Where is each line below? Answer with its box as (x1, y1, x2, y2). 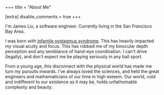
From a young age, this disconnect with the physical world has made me (5, 63, 152, 69)
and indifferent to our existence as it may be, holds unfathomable (5, 79, 137, 85)
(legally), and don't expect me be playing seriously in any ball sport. (5, 54, 143, 60)
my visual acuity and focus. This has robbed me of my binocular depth (5, 43, 148, 49)
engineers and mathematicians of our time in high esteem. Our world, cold (5, 74, 156, 79)
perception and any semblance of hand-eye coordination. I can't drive (5, 49, 147, 54)
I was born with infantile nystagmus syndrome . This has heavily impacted (5, 38, 154, 44)
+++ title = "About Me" (5, 4, 51, 10)
